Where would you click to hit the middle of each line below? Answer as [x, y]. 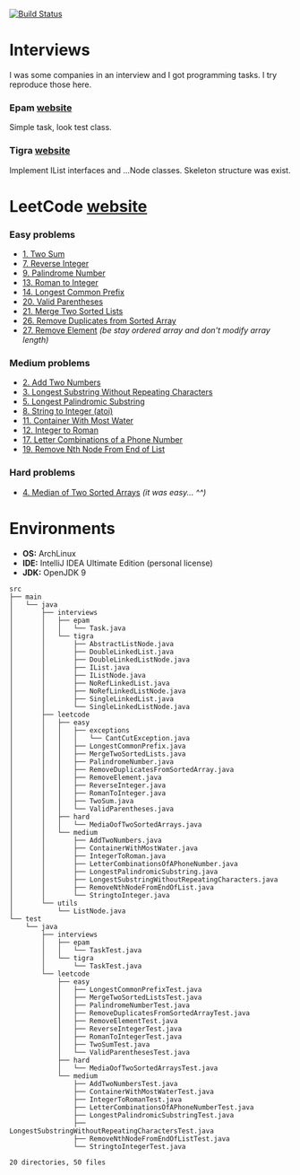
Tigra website [40, 151]
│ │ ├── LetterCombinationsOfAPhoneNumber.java [124, 864]
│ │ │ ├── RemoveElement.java [86, 777]
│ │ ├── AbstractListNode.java [92, 644]
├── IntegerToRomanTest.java [127, 1100]
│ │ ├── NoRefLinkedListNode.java [98, 691]
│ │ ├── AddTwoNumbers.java [86, 840]
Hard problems [43, 473]
